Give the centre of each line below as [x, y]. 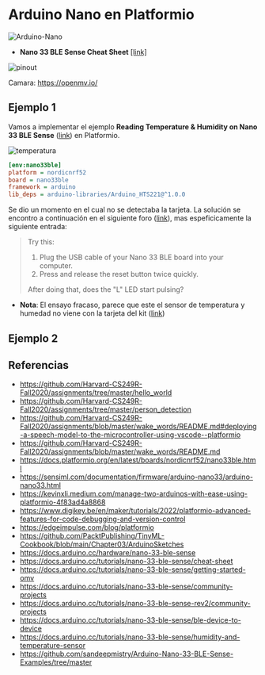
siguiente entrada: [38, 227]
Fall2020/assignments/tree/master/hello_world [96, 393]
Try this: [41, 242]
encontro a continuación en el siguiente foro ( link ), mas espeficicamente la [130, 218]
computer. [56, 266]
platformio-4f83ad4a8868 [62, 502]
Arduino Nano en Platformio [102, 15]
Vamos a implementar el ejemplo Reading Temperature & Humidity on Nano [133, 127]
